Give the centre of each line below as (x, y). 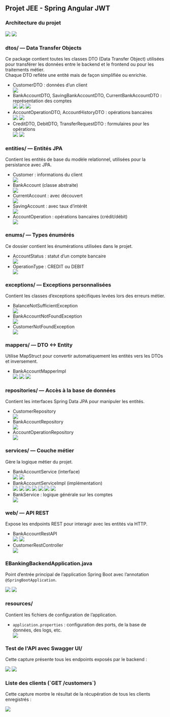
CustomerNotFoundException (44, 326)
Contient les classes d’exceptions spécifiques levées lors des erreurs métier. (85, 296)
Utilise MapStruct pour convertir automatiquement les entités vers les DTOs (84, 356)
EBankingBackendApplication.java (49, 563)
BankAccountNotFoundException (47, 316)
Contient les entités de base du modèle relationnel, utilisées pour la (76, 159)
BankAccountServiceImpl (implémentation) (57, 483)
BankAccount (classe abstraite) (45, 185)
